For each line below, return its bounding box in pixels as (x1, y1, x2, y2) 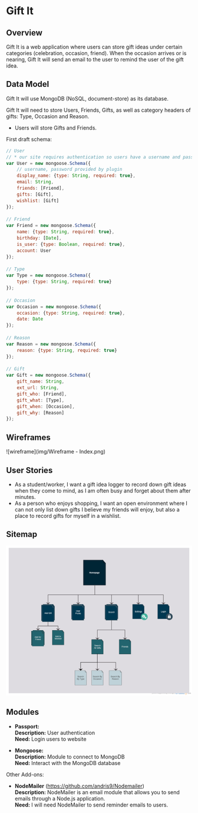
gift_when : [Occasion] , (16, 403, 75, 409)
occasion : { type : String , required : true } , (16, 310, 126, 316)
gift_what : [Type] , (16, 397, 65, 403)
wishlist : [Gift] (16, 197, 60, 203)
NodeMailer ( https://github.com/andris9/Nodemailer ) (14, 782, 144, 789)
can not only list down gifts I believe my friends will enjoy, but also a (14, 506, 180, 513)
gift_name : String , (16, 378, 65, 385)
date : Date (16, 316, 44, 322)
